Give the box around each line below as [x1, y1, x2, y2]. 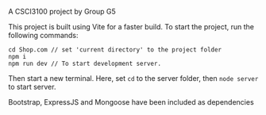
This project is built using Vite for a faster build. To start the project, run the [8, 22, 255, 31]
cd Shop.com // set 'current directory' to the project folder [8, 46, 222, 54]
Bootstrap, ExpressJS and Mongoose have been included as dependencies [8, 98, 254, 106]
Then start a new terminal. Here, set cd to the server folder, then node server [8, 74, 259, 82]
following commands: [8, 31, 79, 40]
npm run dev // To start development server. [8, 59, 161, 67]
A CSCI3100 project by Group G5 [8, 7, 117, 16]
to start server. [8, 82, 56, 91]
